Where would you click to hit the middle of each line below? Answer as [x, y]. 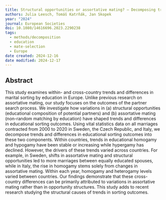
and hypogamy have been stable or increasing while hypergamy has [75, 145]
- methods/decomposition [35, 38]
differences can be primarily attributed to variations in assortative [88, 182]
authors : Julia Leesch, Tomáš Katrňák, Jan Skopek [58, 14]
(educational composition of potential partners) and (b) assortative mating [80, 113]
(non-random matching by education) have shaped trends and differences [81, 119]
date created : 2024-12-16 [32, 56]
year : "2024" [19, 19]
